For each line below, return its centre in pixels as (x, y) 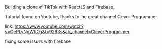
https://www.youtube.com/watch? (49, 26)
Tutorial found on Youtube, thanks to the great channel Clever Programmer (81, 17)
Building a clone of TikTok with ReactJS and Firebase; (60, 7)
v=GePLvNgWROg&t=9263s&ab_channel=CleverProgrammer (67, 31)
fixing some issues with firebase (38, 41)
